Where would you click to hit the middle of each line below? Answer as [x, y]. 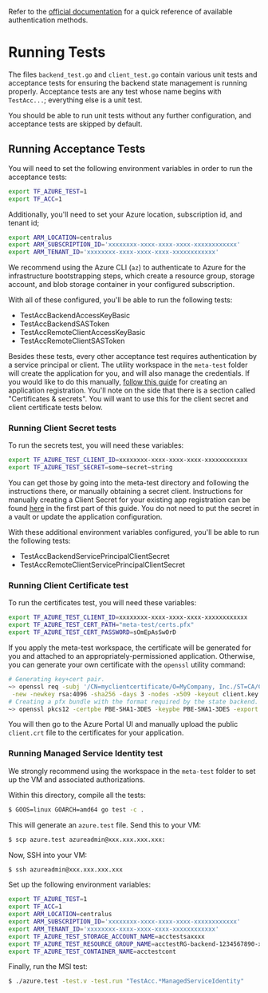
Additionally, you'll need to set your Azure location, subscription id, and [125, 214]
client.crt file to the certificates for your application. [96, 733]
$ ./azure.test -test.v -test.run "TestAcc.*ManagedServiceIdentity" [126, 981]
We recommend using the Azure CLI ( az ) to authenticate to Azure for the [127, 268]
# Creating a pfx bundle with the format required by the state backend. [134, 702]
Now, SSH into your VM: [48, 855]
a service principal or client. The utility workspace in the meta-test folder [128, 365]
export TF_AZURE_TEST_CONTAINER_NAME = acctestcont [93, 951]
